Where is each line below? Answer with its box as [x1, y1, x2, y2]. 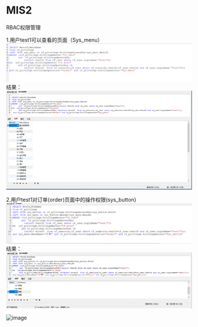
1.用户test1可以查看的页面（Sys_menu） [6, 36, 103, 43]
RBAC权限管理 [6, 24, 41, 31]
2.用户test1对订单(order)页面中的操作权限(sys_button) [6, 196, 137, 203]
